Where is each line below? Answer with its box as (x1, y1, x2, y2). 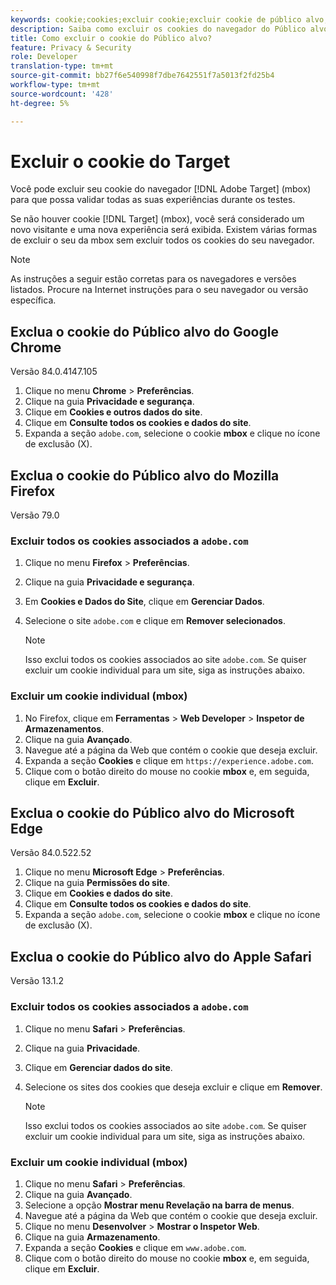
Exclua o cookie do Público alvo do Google (10, 323, 279, 340)
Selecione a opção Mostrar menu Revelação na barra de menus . (24, 1199, 295, 1211)
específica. (10, 294, 57, 306)
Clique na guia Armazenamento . (24, 1231, 161, 1243)
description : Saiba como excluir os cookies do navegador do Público (10, 24, 307, 34)
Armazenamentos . (24, 722, 105, 735)
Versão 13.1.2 (10, 975, 65, 987)
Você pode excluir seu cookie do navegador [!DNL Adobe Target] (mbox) (10, 183, 312, 195)
